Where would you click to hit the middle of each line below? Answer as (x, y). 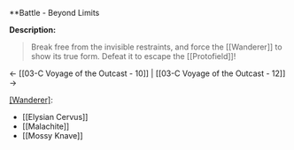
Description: (32, 30)
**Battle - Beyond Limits (54, 13)
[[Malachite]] (46, 126)
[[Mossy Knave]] (52, 135)
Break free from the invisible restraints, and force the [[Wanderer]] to (156, 47)
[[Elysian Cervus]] (55, 117)
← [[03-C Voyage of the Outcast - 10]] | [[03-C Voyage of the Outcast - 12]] (147, 73)
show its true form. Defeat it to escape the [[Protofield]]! (133, 56)
